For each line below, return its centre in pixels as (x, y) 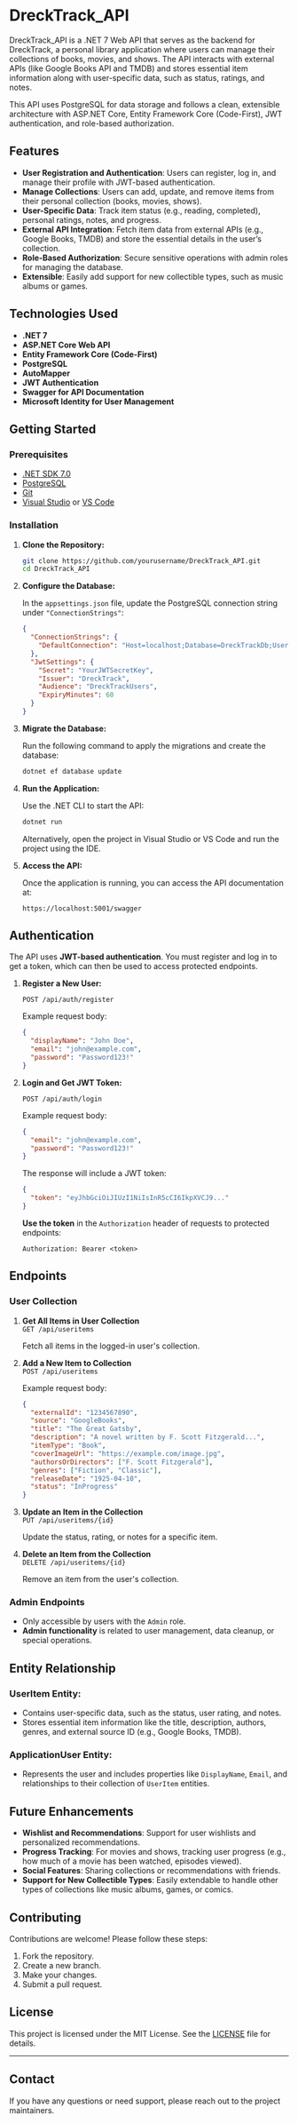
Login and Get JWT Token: (72, 1082)
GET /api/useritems (58, 1329)
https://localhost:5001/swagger (82, 908)
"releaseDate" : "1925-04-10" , (86, 1479)
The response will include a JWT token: (94, 1173)
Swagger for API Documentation (83, 392)
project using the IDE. (61, 848)
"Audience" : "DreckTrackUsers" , (98, 687)
